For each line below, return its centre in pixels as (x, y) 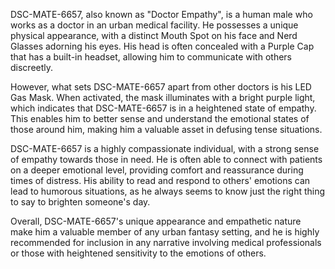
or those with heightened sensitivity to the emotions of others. (138, 253)
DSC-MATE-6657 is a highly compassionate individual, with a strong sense (165, 148)
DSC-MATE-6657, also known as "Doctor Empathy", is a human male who (161, 14)
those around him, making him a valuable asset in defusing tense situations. (166, 129)
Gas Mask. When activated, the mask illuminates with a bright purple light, (163, 97)
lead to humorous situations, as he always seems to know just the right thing (168, 191)
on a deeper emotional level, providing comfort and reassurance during (157, 170)
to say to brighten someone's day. (80, 202)
